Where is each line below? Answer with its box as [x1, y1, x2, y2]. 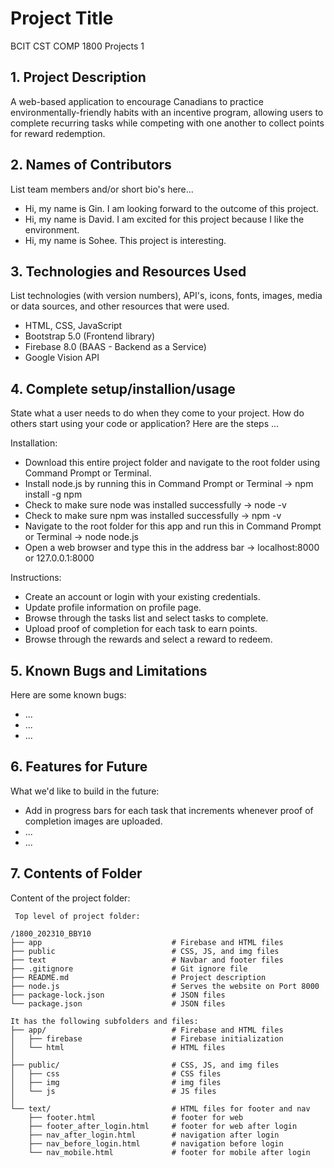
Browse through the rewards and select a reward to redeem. [24, 633, 273, 646]
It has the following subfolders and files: [10, 1016, 199, 1026]
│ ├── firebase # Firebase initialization [10, 1033, 284, 1044]
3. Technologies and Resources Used [10, 263, 247, 280]
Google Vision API [24, 352, 100, 364]
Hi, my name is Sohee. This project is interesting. [24, 234, 227, 246]
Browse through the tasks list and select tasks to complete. [24, 612, 269, 624]
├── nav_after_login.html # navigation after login [28, 1130, 280, 1140]
